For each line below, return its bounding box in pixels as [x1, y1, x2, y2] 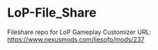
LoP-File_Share [7, 5, 97, 21]
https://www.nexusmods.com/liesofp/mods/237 [7, 35, 145, 43]
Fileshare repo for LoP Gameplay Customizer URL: [7, 28, 152, 36]
